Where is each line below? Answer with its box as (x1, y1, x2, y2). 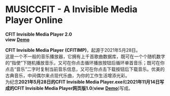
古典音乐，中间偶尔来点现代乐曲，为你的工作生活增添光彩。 (5, 72, 130, 78)
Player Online (5, 14, 63, 26)
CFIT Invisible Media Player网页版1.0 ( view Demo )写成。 (14, 85, 133, 91)
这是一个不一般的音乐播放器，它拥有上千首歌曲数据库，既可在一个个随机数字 (5, 53, 165, 59)
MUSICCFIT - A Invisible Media (5, 4, 138, 15)
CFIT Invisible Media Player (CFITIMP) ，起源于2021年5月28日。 (5, 47, 141, 53)
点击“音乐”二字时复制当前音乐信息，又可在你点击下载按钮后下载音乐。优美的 (5, 66, 165, 72)
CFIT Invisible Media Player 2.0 (5, 31, 72, 37)
